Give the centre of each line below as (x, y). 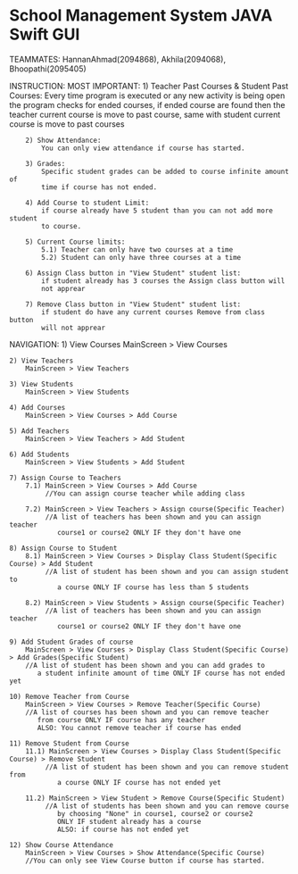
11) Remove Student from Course (69, 743)
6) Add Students (39, 454)
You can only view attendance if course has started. (143, 148)
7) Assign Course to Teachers (66, 478)
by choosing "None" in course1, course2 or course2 (155, 813)
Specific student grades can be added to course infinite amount (166, 171)
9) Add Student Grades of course (71, 642)
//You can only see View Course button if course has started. (145, 861)
